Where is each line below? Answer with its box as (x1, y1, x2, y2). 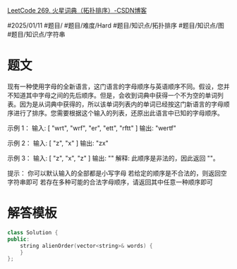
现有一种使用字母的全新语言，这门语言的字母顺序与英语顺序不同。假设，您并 (7, 82, 230, 91)
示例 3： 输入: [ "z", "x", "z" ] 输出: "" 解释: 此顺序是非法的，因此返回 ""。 (7, 154, 220, 162)
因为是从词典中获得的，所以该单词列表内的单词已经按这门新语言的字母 (19, 100, 224, 108)
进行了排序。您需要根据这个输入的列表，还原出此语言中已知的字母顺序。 (13, 108, 224, 117)
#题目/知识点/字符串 (7, 30, 66, 38)
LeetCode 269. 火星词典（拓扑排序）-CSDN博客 (7, 6, 147, 14)
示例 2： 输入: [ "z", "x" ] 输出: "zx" (7, 139, 109, 147)
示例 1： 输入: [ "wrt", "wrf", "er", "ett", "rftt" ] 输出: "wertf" (7, 123, 176, 132)
